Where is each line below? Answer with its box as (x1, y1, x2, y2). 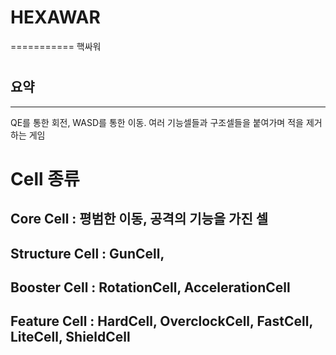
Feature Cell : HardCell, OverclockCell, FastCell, (10, 313, 313, 330)
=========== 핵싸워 (10, 40, 102, 52)
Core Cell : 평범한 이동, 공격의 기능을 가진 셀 (10, 211, 269, 228)
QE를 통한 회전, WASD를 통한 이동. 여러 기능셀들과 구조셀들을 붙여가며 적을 (10, 116, 304, 128)
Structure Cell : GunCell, (10, 245, 165, 262)
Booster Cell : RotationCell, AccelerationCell (10, 279, 291, 296)
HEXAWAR (10, 6, 101, 29)
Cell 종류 (10, 167, 80, 190)
